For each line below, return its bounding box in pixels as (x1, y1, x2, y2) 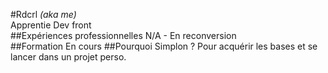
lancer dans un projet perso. (10, 51, 127, 63)
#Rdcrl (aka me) (10, 9, 77, 20)
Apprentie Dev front (10, 19, 92, 31)
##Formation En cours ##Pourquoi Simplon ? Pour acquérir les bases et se (10, 40, 318, 52)
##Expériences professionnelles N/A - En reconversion (10, 30, 237, 41)
